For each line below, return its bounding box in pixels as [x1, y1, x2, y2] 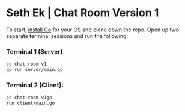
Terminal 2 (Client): [6, 81, 64, 89]
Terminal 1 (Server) [6, 47, 63, 55]
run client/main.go [6, 100, 55, 107]
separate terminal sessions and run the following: [6, 32, 128, 39]
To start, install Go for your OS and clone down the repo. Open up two [6, 26, 179, 33]
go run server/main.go [6, 67, 63, 73]
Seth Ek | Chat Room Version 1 [6, 6, 159, 20]
